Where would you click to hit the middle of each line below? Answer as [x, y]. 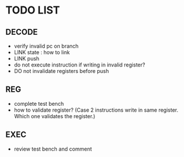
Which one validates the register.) [54, 116]
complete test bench [39, 103]
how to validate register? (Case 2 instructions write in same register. [96, 110]
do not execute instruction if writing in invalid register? [79, 65]
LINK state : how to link [42, 52]
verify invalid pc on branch [46, 46]
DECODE [22, 32]
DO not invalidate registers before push [61, 71]
